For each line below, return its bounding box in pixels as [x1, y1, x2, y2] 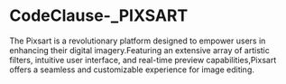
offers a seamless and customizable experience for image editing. [9, 64, 255, 75]
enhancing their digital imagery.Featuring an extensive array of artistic [9, 44, 271, 55]
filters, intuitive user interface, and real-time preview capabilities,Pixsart [9, 54, 277, 65]
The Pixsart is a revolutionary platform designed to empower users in [9, 35, 266, 46]
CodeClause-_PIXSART [9, 5, 189, 26]
